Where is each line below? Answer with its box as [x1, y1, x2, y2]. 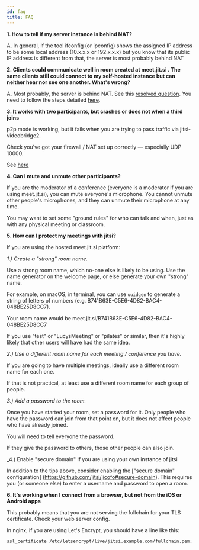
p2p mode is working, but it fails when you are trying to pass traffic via [7, 126, 179, 133]
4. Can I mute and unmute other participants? [7, 172, 121, 179]
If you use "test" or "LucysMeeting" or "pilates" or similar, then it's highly [7, 332, 185, 339]
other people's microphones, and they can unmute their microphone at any [7, 197, 190, 204]
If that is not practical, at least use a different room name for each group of [7, 379, 189, 387]
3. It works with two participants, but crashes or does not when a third [7, 108, 183, 115]
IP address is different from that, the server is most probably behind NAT [7, 54, 184, 62]
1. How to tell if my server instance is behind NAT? [7, 30, 133, 37]
